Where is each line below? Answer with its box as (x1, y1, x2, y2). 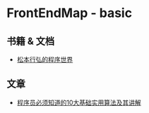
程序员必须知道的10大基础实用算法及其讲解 (16, 98, 142, 107)
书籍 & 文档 (6, 35, 55, 47)
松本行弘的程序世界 (16, 55, 73, 63)
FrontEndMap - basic (6, 5, 132, 21)
